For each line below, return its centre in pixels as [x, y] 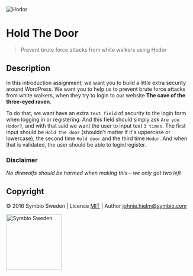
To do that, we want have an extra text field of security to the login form [96, 113]
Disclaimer [22, 160]
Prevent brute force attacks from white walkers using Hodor [94, 49]
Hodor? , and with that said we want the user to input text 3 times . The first [96, 126]
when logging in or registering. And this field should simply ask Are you [93, 119]
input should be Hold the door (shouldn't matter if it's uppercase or [88, 132]
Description [28, 69]
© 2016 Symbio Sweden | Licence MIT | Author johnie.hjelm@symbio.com [96, 206]
